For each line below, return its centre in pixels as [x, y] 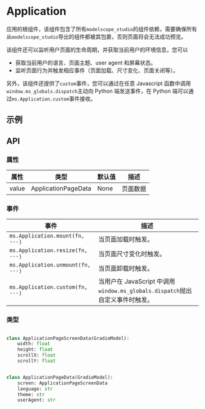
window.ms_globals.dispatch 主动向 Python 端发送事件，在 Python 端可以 [97, 91]
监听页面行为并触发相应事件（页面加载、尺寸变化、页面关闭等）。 [97, 70]
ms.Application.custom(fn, [49, 287]
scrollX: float [37, 355]
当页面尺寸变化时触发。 [132, 254]
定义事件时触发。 [129, 300]
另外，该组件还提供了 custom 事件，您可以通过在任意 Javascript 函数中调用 [99, 83]
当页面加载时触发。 [126, 239]
